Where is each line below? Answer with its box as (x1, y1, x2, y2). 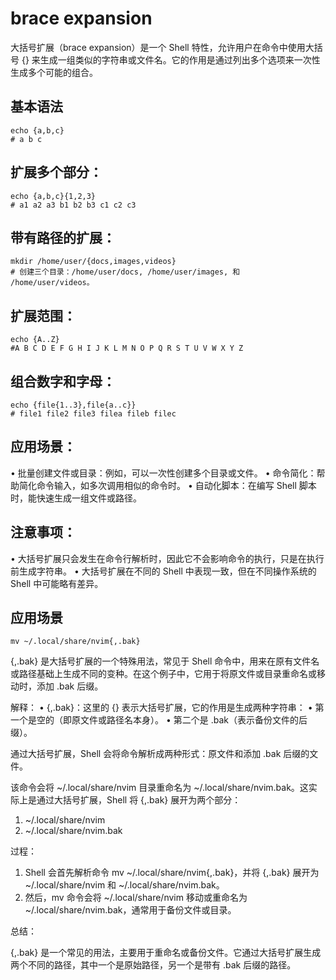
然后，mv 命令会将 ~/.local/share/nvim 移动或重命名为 (24, 892, 248, 904)
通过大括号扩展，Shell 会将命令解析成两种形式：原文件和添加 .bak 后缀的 (10, 748, 310, 760)
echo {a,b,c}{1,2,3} (10, 191, 97, 201)
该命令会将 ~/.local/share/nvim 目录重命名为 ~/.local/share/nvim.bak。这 (10, 782, 309, 794)
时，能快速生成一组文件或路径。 (10, 492, 142, 504)
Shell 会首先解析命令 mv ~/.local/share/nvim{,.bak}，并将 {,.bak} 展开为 (24, 867, 320, 879)
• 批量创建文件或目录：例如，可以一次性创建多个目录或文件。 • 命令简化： (10, 467, 317, 479)
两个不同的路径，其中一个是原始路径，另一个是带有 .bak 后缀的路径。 (10, 959, 297, 971)
